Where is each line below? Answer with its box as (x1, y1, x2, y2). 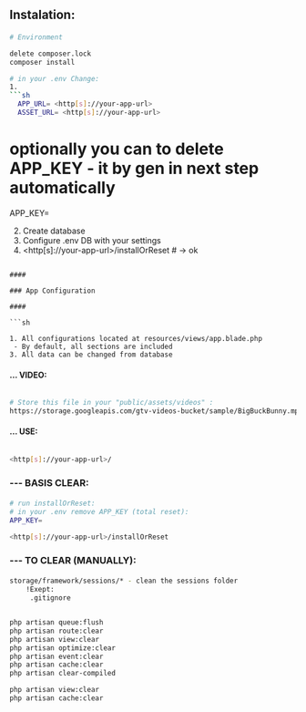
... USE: (9, 426, 38, 437)
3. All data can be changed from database (9, 350, 173, 359)
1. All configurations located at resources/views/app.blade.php (9, 334, 262, 343)
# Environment (9, 32, 64, 42)
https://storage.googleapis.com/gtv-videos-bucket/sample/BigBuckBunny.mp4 (9, 406, 303, 416)
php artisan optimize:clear (9, 643, 117, 653)
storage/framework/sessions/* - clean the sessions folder (9, 576, 239, 586)
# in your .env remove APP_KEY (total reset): (9, 508, 189, 517)
